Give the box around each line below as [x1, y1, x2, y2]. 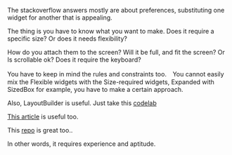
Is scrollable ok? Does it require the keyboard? [7, 55, 142, 64]
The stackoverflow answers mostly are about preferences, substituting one [7, 6, 225, 14]
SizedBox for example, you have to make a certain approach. [7, 86, 184, 93]
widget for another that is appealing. [7, 13, 112, 22]
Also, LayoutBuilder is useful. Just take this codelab [7, 99, 157, 107]
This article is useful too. [7, 112, 79, 121]
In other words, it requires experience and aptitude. [7, 140, 156, 148]
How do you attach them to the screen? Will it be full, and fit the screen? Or [7, 48, 225, 56]
